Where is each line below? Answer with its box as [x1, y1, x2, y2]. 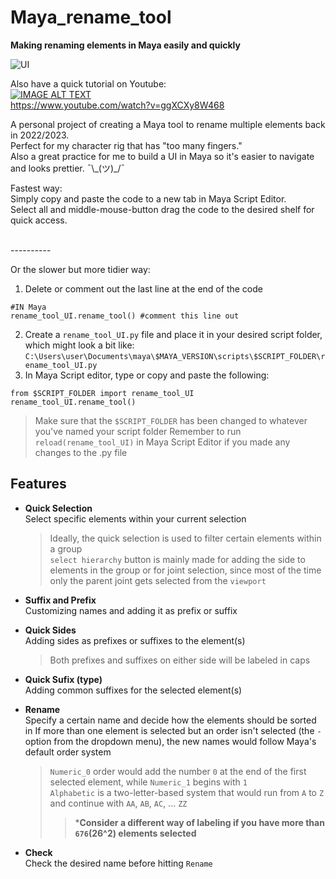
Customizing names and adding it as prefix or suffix [24, 604, 238, 616]
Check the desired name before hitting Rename [24, 857, 213, 869]
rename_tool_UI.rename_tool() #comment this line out [10, 311, 240, 321]
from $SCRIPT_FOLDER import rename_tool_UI [10, 388, 195, 398]
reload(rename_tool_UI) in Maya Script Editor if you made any [34, 436, 291, 448]
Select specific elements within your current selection [24, 512, 247, 525]
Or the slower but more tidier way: [10, 263, 151, 275]
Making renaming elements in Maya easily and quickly [10, 39, 241, 51]
